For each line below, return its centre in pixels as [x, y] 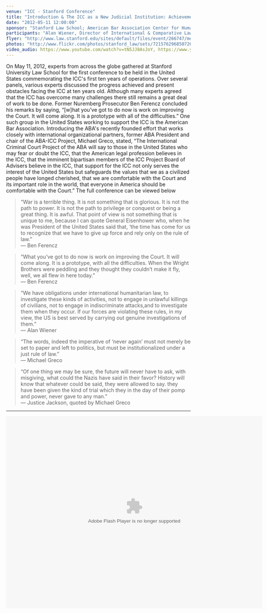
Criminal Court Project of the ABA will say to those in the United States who [97, 147]
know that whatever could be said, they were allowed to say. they [99, 384]
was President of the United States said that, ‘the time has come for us [105, 226]
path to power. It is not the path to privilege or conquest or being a [100, 208]
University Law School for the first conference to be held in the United [90, 72]
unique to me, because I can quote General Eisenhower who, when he [105, 221]
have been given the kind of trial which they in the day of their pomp [103, 390]
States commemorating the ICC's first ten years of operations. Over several [97, 78]
